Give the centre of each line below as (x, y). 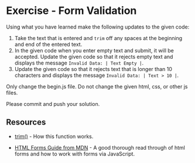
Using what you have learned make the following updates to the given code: (98, 27)
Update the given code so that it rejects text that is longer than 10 (93, 69)
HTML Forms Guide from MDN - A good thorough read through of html (100, 147)
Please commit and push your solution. (53, 104)
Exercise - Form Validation (71, 11)
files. (12, 93)
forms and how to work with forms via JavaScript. (75, 154)
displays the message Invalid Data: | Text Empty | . (79, 63)
